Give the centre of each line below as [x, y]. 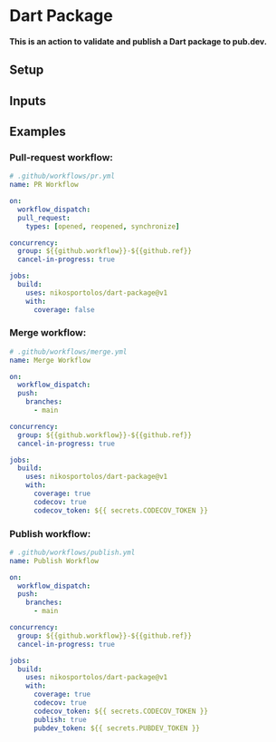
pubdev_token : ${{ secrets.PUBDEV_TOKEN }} [117, 728]
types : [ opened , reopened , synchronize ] [103, 226]
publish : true [60, 719]
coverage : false [64, 309]
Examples [38, 131]
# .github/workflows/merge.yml [68, 351]
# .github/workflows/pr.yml [62, 176]
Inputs [28, 101]
